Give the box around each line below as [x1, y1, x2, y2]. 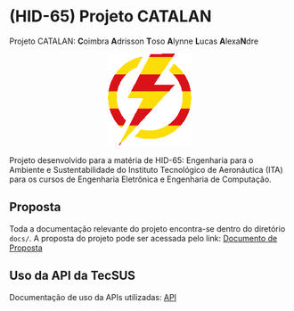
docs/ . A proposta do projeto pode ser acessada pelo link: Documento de [9, 233, 278, 243]
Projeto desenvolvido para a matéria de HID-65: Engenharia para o [9, 154, 254, 166]
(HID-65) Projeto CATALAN [9, 6, 212, 27]
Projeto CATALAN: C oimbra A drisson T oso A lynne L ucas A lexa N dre [9, 36, 259, 46]
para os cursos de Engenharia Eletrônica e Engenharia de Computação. [9, 174, 272, 184]
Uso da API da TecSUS [9, 268, 136, 283]
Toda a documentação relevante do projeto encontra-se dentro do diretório [9, 223, 286, 233]
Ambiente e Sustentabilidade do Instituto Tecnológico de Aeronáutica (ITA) [9, 164, 283, 175]
